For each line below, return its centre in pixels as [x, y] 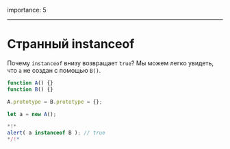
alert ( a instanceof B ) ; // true [56, 133]
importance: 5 [27, 10]
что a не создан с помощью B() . [54, 70]
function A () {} [30, 83]
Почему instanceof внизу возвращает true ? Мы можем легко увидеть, [111, 63]
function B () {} [30, 89]
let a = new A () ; [32, 114]
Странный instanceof [71, 44]
